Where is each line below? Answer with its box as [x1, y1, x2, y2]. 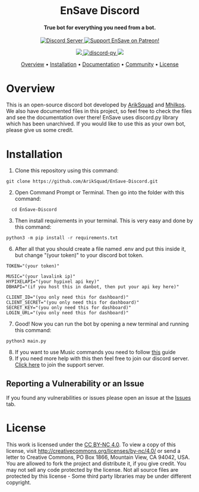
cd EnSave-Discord [11, 207, 58, 213]
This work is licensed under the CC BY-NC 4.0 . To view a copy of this [6, 441, 176, 448]
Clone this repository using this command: [14, 167, 119, 174]
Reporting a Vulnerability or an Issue [6, 379, 144, 389]
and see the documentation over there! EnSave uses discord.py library [6, 114, 179, 121]
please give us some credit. [6, 127, 74, 134]
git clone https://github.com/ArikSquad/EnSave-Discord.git [6, 178, 159, 185]
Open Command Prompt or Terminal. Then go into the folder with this [14, 189, 185, 196]
